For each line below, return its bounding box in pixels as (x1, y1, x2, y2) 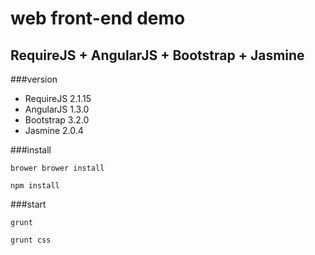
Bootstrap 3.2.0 (24, 114, 90, 126)
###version (10, 73, 58, 85)
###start (10, 198, 47, 210)
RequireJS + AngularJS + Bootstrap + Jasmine (10, 47, 305, 64)
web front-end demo (10, 7, 186, 30)
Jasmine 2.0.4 (24, 125, 84, 136)
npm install (10, 181, 60, 191)
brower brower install (10, 163, 105, 173)
